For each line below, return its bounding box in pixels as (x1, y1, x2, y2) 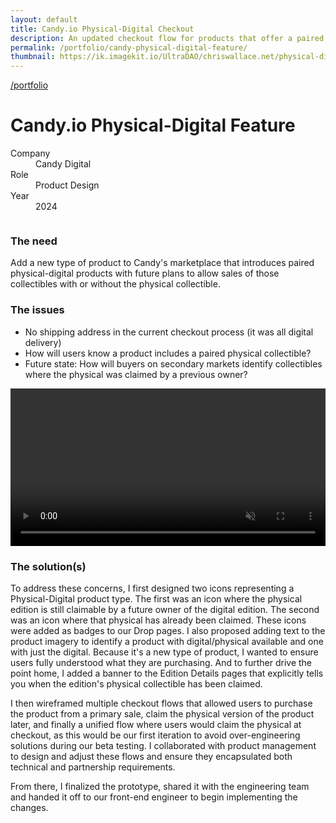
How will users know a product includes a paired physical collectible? (24, 347, 312, 359)
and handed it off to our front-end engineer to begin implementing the (10, 791, 298, 803)
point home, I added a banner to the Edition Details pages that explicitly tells (10, 667, 324, 679)
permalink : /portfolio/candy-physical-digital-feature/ (10, 42, 248, 53)
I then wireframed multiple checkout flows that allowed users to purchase (10, 697, 313, 709)
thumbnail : (10, 52, 56, 62)
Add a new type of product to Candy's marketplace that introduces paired (10, 257, 315, 269)
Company (10, 147, 51, 160)
